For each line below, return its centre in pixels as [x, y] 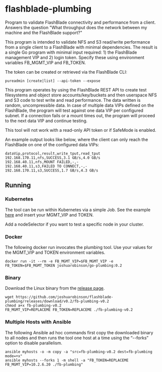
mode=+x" [14, 356]
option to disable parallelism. [34, 343]
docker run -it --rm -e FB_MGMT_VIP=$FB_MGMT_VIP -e [59, 261]
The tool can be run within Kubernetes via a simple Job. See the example [78, 210]
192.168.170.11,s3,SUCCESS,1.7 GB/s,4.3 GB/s [52, 170]
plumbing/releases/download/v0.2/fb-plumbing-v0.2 [57, 301]
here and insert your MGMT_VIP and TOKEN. [49, 215]
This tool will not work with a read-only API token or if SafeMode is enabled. [81, 130]
